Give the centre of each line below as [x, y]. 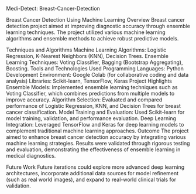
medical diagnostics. [31, 156]
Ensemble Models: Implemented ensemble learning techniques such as [92, 87]
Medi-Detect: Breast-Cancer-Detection [53, 8]
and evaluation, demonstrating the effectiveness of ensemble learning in [93, 149]
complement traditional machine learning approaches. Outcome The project [97, 131]
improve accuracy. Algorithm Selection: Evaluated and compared [84, 100]
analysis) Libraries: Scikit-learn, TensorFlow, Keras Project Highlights [89, 81]
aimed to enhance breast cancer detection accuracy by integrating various [96, 137]
